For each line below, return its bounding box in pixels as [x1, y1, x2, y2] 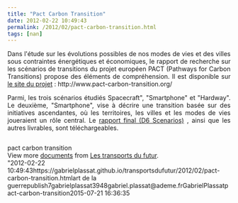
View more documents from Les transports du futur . [7, 151, 159, 160]
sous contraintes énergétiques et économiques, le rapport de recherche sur [7, 57, 231, 66]
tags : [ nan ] [7, 30, 42, 38]
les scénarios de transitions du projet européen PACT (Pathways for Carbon [7, 65, 231, 73]
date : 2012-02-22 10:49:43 [7, 17, 87, 24]
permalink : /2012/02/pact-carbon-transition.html [7, 23, 157, 31]
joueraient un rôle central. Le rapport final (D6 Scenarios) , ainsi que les [7, 116, 231, 125]
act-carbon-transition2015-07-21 [7, 189, 103, 197]
